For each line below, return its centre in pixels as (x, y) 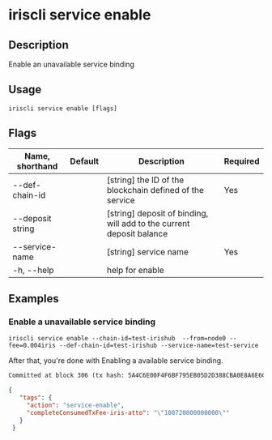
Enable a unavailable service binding (82, 322)
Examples (34, 299)
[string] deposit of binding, (157, 213)
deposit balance (137, 233)
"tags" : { (36, 398)
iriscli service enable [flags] (63, 108)
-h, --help (33, 270)
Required (242, 161)
